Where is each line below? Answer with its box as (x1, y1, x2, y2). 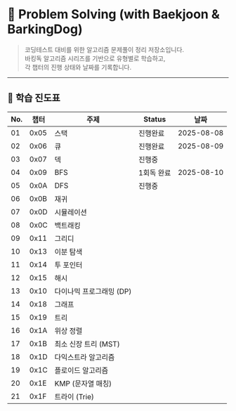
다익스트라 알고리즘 (54, 352, 115, 362)
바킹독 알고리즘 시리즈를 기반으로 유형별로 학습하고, (24, 54, 166, 63)
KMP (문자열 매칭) (54, 379, 112, 389)
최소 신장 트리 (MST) (54, 339, 121, 348)
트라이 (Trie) (54, 391, 95, 401)
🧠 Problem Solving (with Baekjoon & (7, 6, 220, 22)
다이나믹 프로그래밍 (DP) (54, 286, 132, 296)
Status (143, 114, 166, 124)
